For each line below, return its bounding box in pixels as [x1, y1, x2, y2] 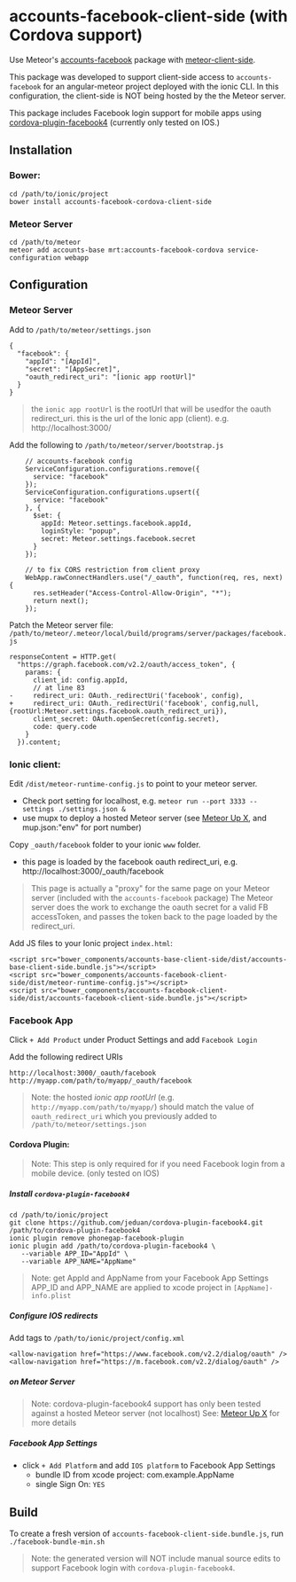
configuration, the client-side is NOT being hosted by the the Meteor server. [9, 90, 286, 101]
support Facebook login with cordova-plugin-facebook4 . [30, 1562, 236, 1573]
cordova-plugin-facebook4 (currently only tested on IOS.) [9, 117, 220, 128]
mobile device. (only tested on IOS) [30, 1168, 160, 1179]
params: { [25, 668, 62, 677]
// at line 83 [32, 683, 86, 693]
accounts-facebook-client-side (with [9, 6, 288, 27]
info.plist [30, 1292, 72, 1301]
